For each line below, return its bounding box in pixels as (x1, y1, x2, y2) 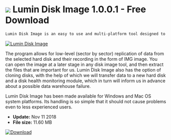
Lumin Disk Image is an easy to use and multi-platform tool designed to (5, 31, 166, 36)
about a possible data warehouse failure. (5, 83, 91, 89)
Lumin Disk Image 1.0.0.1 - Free (12, 4, 146, 15)
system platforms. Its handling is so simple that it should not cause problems (5, 98, 166, 104)
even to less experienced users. (5, 104, 72, 110)
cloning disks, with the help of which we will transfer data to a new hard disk (5, 72, 166, 78)
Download (5, 14, 50, 26)
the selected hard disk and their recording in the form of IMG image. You (5, 56, 158, 62)
